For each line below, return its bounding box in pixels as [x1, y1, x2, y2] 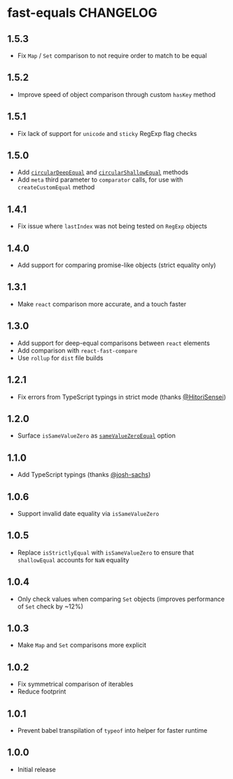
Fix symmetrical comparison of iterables [17, 680, 134, 689]
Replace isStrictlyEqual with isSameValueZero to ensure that [17, 548, 195, 557]
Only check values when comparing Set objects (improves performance [17, 595, 225, 603]
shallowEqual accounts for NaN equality [17, 555, 129, 564]
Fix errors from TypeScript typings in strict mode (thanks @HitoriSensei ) [17, 393, 226, 401]
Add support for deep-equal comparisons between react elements [17, 339, 210, 347]
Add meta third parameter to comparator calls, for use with [17, 175, 183, 184]
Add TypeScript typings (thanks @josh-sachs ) [17, 470, 151, 479]
